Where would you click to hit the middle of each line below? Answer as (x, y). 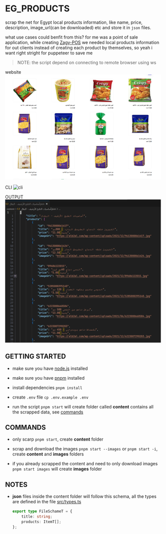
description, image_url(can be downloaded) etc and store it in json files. (78, 27)
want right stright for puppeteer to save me (49, 53)
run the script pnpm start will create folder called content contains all (83, 406)
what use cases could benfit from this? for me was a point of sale (72, 37)
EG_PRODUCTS (38, 9)
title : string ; (37, 517)
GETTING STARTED (36, 356)
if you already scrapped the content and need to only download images (85, 464)
